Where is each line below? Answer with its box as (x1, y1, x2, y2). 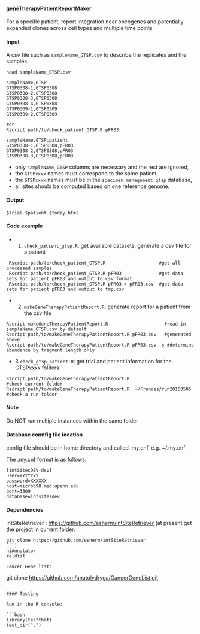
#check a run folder (6, 391, 58, 398)
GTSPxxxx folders (14, 364, 60, 371)
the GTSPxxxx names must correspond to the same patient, (14, 170, 159, 177)
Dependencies (6, 506, 44, 513)
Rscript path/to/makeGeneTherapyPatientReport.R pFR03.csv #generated (6, 331, 192, 338)
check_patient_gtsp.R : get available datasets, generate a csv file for (23, 242, 192, 249)
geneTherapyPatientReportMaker (6, 5, 92, 12)
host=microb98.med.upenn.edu (6, 483, 79, 489)
